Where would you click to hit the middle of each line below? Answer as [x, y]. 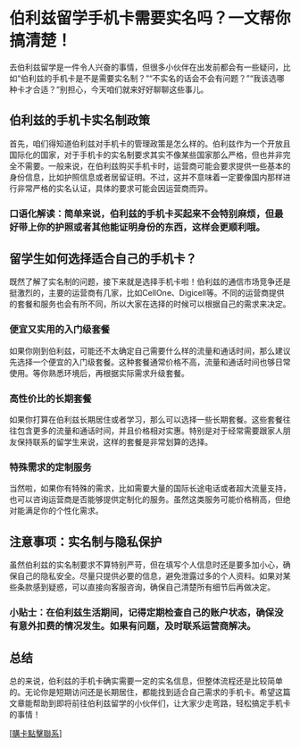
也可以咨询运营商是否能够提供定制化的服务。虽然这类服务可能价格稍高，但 [146, 499]
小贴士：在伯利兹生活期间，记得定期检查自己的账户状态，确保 [142, 613]
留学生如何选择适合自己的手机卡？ [103, 259]
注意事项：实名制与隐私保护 [86, 541]
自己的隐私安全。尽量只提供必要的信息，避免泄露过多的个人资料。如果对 [150, 576]
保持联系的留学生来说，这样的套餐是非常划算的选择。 [114, 442]
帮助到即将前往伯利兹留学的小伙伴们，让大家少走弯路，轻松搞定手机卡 [162, 703]
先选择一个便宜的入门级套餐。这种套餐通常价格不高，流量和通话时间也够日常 [150, 362]
